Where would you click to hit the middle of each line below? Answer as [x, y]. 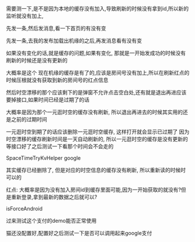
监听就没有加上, [25, 16]
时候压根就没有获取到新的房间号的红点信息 [57, 80]
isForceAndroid [24, 208]
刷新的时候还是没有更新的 [37, 60]
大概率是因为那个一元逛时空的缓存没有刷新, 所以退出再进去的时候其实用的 [94, 112]
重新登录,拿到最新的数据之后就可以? [54, 197]
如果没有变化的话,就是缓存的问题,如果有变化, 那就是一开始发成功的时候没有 [96, 53]
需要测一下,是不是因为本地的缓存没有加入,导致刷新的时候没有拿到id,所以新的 [97, 8]
